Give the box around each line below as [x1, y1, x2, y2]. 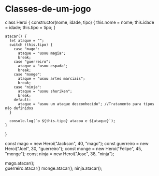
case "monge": [14, 72, 42, 77]
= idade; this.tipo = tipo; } [5, 24, 56, 30]
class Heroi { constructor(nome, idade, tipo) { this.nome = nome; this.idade [5, 19, 155, 25]
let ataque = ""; [9, 38, 44, 43]
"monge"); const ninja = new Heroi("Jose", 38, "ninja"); [5, 151, 115, 157]
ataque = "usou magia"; [17, 51, 66, 56]
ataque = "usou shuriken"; [17, 88, 72, 94]
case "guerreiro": [14, 59, 51, 64]
